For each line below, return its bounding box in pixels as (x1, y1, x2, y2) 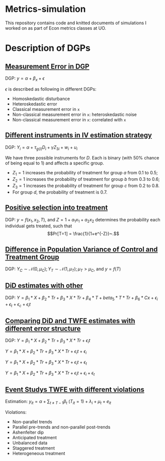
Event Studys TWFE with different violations (5, 385, 145, 394)
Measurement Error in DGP (5, 62, 90, 70)
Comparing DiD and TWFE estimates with (5, 316, 135, 325)
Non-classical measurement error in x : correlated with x (12, 116, 126, 122)
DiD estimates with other (5, 281, 83, 290)
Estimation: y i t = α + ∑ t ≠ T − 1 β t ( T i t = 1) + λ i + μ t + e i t (5, 399, 111, 406)
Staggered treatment (12, 445, 55, 451)
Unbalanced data (12, 440, 48, 446)
